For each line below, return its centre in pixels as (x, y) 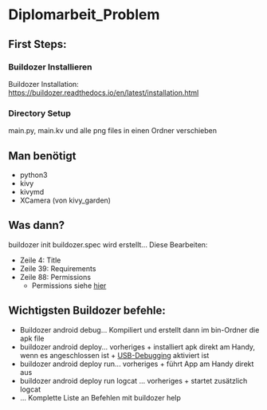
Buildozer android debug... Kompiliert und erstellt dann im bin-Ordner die (139, 329)
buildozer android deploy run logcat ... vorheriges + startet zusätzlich (133, 380)
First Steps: (37, 44)
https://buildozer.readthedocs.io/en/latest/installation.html (104, 93)
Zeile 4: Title (40, 260)
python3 (33, 175)
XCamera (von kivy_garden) (65, 200)
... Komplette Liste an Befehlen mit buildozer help (100, 397)
